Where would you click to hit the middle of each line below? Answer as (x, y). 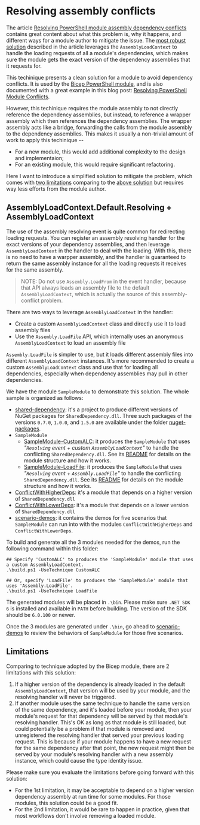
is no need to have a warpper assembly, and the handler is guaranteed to (96, 257)
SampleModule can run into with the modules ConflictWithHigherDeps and (104, 524)
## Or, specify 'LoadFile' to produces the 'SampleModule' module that (97, 580)
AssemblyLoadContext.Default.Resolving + (89, 208)
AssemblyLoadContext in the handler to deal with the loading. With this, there (99, 251)
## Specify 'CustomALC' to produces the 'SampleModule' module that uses (100, 559)
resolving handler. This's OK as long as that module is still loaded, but (100, 722)
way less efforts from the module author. (56, 189)
